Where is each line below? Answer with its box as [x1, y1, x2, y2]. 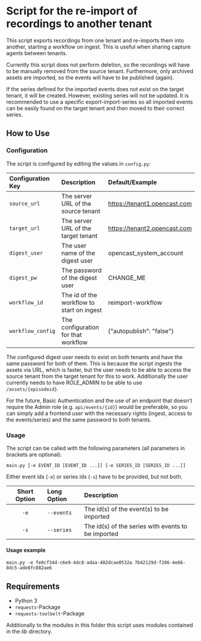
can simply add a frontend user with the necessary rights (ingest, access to [6, 410, 193, 417]
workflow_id [9, 299, 44, 306]
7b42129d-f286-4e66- [134, 559, 186, 566]
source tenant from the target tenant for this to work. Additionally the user [6, 372, 188, 380]
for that [61, 330, 82, 339]
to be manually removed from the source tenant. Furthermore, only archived [6, 67, 193, 74]
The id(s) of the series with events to [84, 522, 187, 530]
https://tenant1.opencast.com [108, 199, 192, 207]
